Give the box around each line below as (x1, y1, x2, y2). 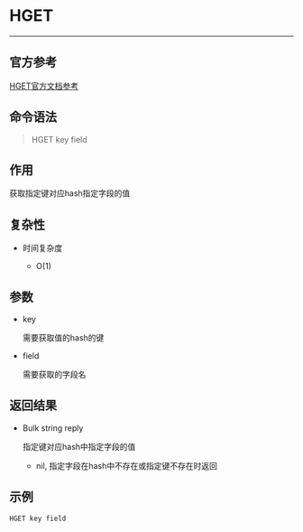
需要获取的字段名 (22, 369, 87, 379)
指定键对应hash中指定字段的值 (22, 441, 136, 452)
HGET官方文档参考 (9, 80, 79, 91)
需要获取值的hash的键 (22, 332, 105, 343)
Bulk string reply (22, 422, 84, 434)
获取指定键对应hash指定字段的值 (9, 188, 131, 199)
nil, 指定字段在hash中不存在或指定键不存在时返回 (35, 460, 218, 471)
